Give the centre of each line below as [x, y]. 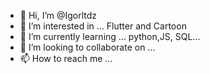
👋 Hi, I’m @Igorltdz [58, 15]
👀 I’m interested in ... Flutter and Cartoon [103, 26]
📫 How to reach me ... [66, 58]
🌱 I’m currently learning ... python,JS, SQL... [110, 36]
